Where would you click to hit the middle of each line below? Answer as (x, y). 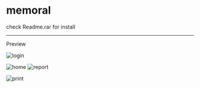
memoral (29, 10)
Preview (16, 44)
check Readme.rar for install (41, 27)
